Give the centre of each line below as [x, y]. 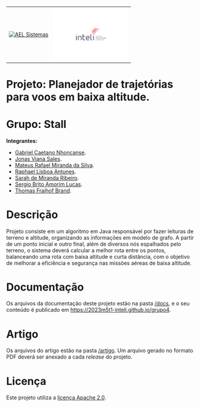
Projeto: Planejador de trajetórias [90, 84]
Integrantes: [22, 140]
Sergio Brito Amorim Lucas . [48, 184]
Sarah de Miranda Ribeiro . [47, 178]
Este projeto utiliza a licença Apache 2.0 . [56, 397]
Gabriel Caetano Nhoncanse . [50, 152]
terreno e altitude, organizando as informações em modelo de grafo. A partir [100, 237]
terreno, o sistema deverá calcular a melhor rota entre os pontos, [86, 250]
